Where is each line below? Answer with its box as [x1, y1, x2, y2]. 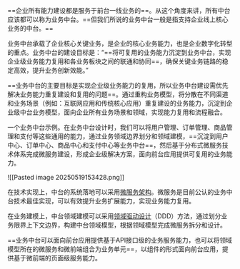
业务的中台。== [7, 24, 54, 32]
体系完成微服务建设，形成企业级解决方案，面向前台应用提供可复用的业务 [13, 150, 226, 158]
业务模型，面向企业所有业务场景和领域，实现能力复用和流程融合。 [31, 108, 226, 116]
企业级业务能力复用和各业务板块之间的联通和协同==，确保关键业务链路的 [7, 57, 223, 66]
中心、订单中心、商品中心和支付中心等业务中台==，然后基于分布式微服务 [7, 141, 223, 149]
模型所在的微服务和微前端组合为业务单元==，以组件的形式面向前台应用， [7, 245, 223, 253]
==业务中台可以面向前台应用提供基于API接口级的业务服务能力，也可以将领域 [7, 236, 232, 244]
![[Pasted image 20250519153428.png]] [7, 173, 125, 181]
